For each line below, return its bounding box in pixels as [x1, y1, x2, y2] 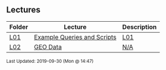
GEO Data [34, 42, 62, 51]
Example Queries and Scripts [34, 33, 117, 41]
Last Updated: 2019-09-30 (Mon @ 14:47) [6, 58, 94, 64]
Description [122, 22, 157, 31]
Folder [9, 22, 28, 31]
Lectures [6, 5, 41, 15]
